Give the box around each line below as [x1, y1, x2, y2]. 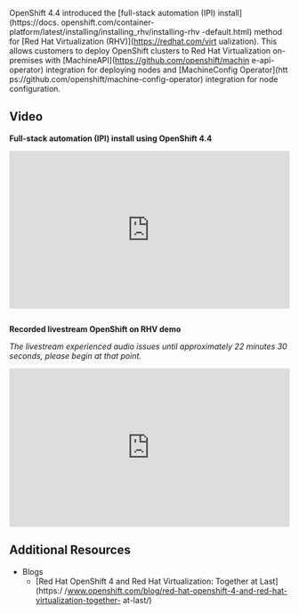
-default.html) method [201, 27, 283, 37]
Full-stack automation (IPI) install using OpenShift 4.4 [9, 133, 213, 144]
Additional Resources [9, 543, 131, 558]
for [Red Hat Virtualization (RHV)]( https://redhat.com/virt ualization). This [9, 36, 278, 46]
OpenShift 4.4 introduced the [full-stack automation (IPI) [9, 8, 216, 18]
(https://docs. [9, 17, 60, 28]
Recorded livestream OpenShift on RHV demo [9, 324, 182, 335]
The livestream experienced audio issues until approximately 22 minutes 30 [9, 341, 287, 352]
